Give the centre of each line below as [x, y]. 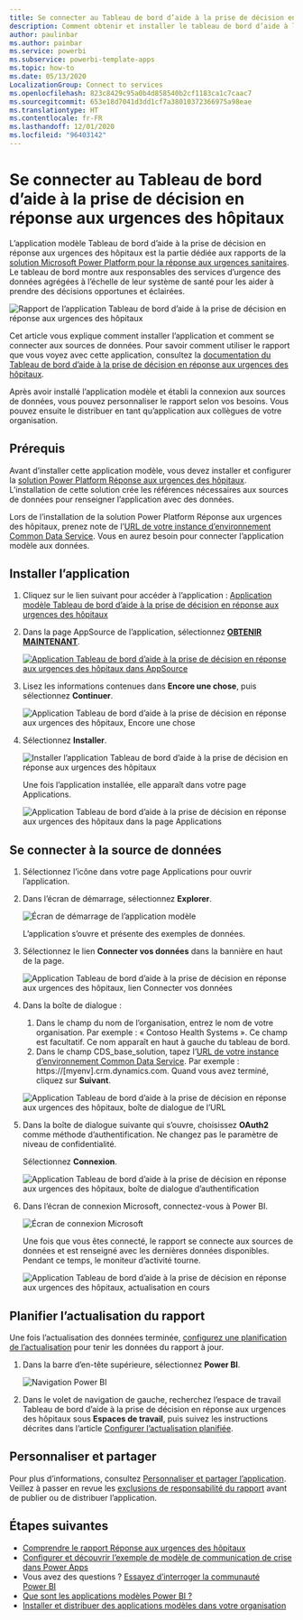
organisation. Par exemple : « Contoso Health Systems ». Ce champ [162, 1032]
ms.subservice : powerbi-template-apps [82, 60]
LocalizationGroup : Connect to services [87, 85]
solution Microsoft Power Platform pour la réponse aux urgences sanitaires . [149, 262]
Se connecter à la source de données [116, 850]
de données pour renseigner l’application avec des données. [122, 499]
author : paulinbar [44, 34]
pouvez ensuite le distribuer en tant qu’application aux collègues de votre [146, 411]
